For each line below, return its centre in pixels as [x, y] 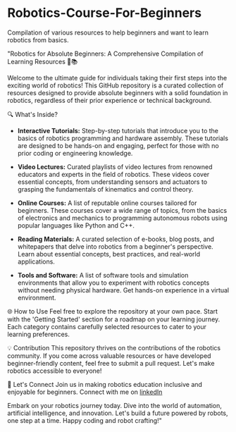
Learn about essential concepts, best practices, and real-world [109, 254]
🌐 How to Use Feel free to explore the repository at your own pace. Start [113, 311]
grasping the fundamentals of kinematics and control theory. [105, 189]
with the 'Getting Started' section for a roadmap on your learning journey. [114, 319]
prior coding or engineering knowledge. [75, 153]
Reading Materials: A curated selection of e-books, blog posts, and [116, 239]
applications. [36, 261]
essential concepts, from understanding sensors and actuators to [112, 182]
